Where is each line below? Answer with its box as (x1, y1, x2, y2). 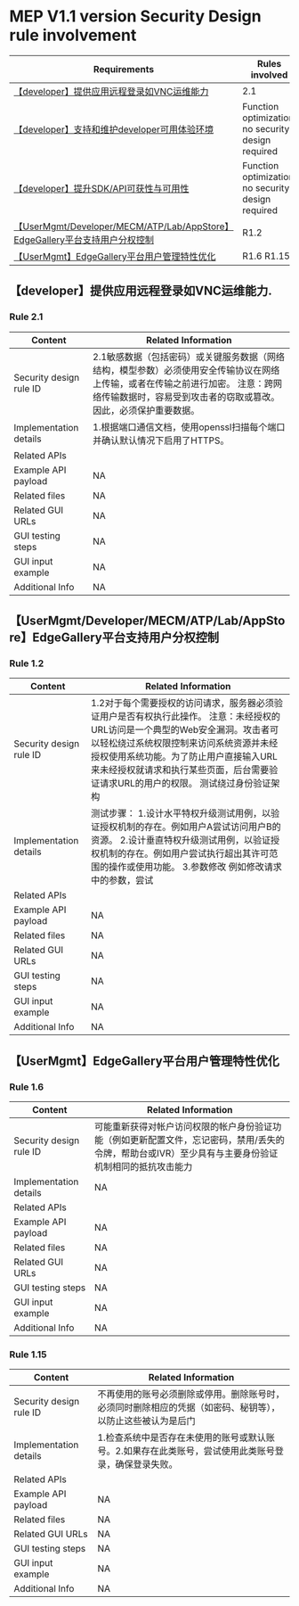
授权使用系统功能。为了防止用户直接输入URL (90, 751, 278, 763)
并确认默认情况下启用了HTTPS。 (93, 434, 230, 447)
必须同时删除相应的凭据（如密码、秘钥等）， (97, 1402, 280, 1414)
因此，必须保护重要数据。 (93, 404, 200, 416)
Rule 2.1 (9, 310, 44, 323)
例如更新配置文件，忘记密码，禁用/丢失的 (112, 1134, 285, 1146)
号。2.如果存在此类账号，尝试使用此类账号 (97, 1445, 276, 1457)
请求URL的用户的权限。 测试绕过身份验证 (99, 778, 271, 790)
